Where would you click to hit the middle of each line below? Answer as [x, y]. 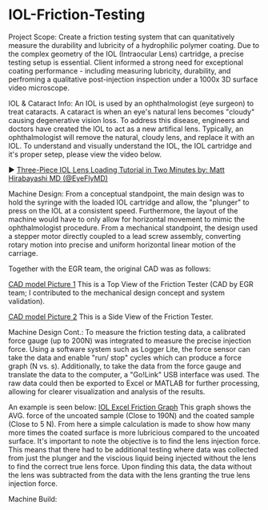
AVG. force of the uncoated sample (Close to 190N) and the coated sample [131, 415]
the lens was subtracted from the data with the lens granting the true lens [129, 475]
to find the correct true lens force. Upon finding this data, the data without [130, 466]
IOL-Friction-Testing [77, 15]
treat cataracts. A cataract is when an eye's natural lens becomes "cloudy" [132, 112]
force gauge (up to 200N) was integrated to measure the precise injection [130, 341]
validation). [27, 301]
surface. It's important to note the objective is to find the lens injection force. [134, 440]
